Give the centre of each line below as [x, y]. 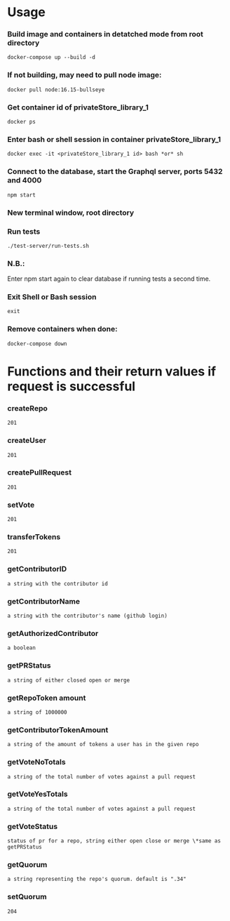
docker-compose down [38, 344]
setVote [21, 505]
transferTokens [34, 537]
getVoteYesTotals [38, 794]
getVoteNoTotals [36, 762]
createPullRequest [40, 472]
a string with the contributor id [58, 583]
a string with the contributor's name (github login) [88, 616]
